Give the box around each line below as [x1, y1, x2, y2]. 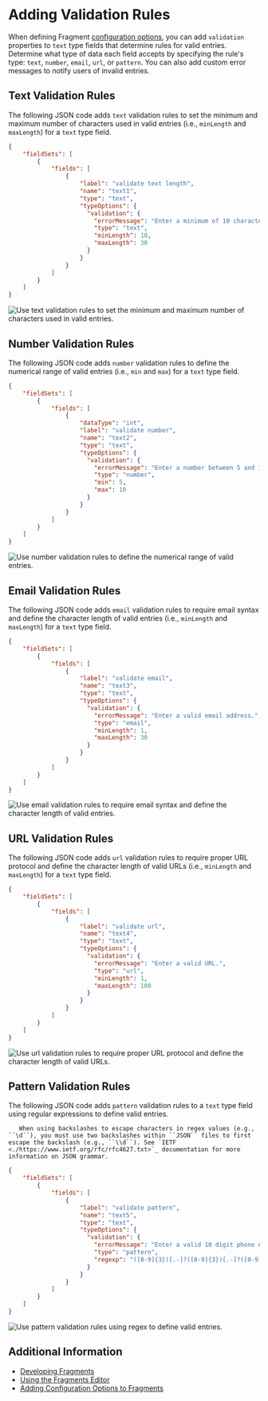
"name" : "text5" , [79, 1211, 137, 1219]
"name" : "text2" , [79, 434, 137, 442]
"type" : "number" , [93, 471, 156, 479]
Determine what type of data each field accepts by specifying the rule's [8, 49, 244, 58]
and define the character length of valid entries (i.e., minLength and [8, 614, 228, 623]
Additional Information [8, 1345, 123, 1359]
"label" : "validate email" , [79, 674, 173, 683]
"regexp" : [93, 1255, 127, 1264]
